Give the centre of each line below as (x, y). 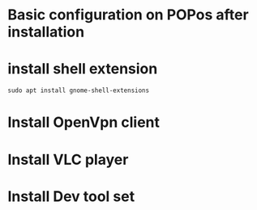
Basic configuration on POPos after (128, 15)
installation (46, 32)
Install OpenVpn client (84, 122)
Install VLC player (68, 160)
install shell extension (83, 69)
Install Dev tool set (71, 196)
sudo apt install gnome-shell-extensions (79, 90)
